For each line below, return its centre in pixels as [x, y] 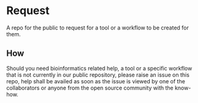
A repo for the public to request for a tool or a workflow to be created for [98, 28]
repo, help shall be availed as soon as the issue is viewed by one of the [96, 81]
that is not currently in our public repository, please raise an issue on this [98, 75]
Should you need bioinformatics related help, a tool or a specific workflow [99, 68]
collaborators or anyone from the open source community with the [90, 88]
